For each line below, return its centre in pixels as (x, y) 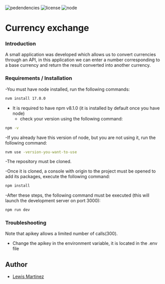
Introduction (20, 44)
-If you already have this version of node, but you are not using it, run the (80, 137)
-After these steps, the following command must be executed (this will (77, 195)
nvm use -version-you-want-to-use (41, 152)
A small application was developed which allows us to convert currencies (80, 55)
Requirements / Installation (39, 78)
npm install (17, 186)
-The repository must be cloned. (38, 162)
